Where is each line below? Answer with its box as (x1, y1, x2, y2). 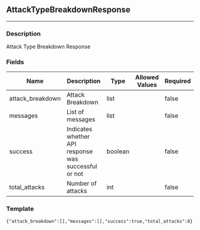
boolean (106, 147, 130, 156)
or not (66, 170, 83, 178)
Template (6, 205, 35, 213)
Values (136, 80, 157, 89)
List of (66, 108, 85, 116)
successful (66, 162, 98, 170)
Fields (6, 58, 24, 66)
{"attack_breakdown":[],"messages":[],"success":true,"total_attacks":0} (6, 218, 193, 224)
